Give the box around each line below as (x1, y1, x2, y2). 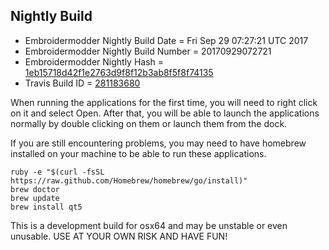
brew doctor (10, 184, 60, 194)
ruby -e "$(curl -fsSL (10, 167, 105, 177)
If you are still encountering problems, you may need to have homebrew (10, 137, 307, 149)
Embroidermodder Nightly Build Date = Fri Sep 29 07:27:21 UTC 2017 (24, 34, 309, 46)
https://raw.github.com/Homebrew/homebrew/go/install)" (10, 175, 248, 186)
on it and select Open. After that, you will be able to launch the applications (10, 107, 320, 119)
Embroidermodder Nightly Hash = (24, 55, 165, 68)
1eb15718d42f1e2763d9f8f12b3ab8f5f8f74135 (24, 66, 214, 78)
